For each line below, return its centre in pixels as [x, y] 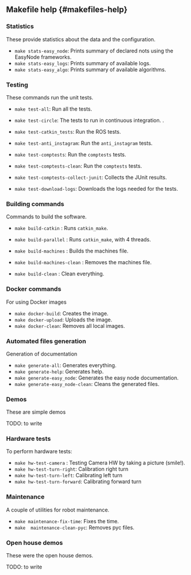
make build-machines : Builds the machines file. [71, 251]
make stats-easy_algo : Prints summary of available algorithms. [90, 69]
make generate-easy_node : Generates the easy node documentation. [97, 378]
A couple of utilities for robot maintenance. [58, 510]
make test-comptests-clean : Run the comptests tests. [78, 166]
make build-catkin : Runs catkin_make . [61, 228]
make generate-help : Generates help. [59, 371]
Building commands [35, 204]
